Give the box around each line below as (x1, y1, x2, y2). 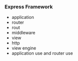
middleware (11, 30, 36, 36)
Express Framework (4, 3, 53, 10)
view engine (11, 45, 37, 51)
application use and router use (11, 50, 73, 56)
